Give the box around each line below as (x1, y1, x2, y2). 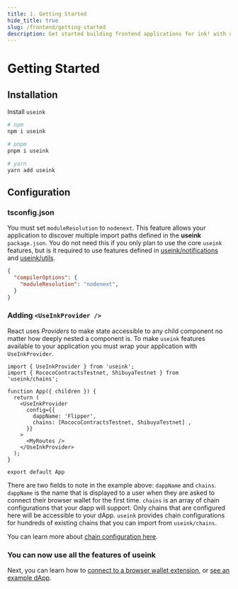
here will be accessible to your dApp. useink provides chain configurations (7, 511, 225, 520)
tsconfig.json (7, 207, 55, 217)
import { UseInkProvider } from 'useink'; (7, 363, 135, 370)
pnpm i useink (7, 147, 50, 155)
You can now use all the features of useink (7, 550, 156, 560)
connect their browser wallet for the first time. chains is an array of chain (7, 495, 220, 504)
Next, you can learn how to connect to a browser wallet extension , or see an (7, 566, 230, 575)
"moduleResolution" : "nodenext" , (20, 281, 119, 288)
